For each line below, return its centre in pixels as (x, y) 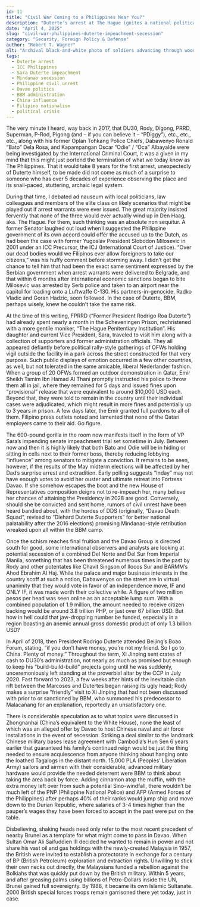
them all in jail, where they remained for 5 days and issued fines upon (91, 385)
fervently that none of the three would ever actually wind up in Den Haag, (96, 216)
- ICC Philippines (35, 67)
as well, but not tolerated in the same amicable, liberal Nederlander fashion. (99, 366)
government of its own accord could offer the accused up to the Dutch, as (97, 235)
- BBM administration (38, 95)
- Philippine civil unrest (45, 84)
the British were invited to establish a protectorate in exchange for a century (99, 855)
